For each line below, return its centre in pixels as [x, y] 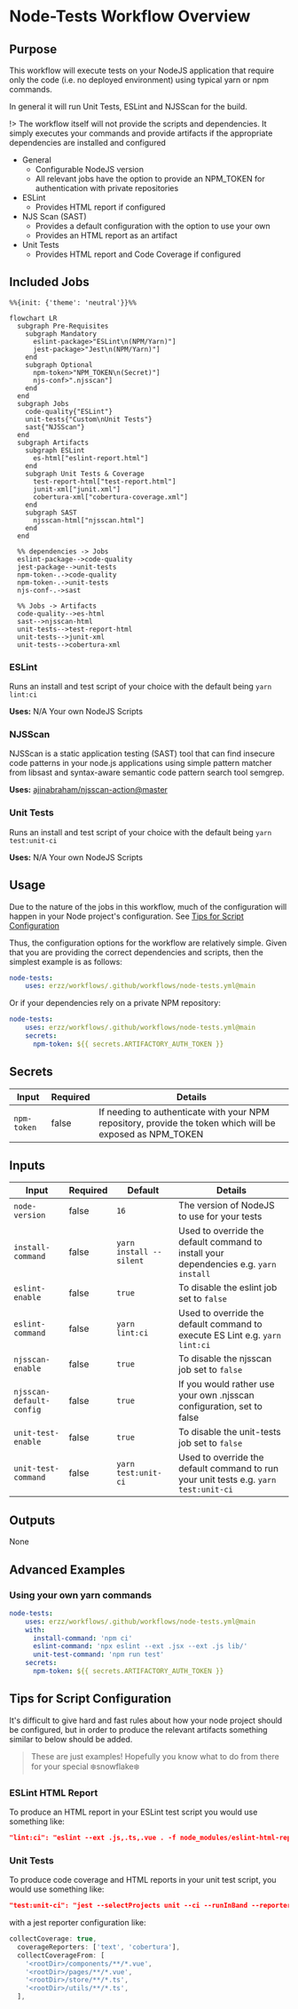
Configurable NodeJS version [90, 169]
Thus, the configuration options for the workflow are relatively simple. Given [148, 943]
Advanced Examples [67, 1570]
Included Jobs [50, 282]
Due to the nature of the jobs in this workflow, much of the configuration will [148, 906]
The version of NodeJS [227, 1206]
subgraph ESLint [55, 450]
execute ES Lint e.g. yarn [230, 1335]
